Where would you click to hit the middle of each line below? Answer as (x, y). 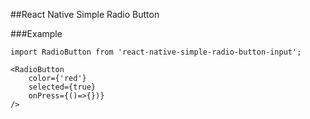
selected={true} (62, 87)
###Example (36, 33)
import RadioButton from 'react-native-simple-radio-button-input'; (156, 52)
